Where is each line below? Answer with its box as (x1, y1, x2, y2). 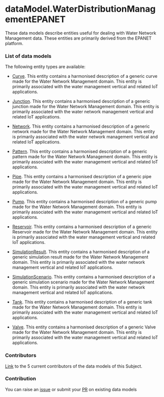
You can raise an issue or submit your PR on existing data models (5, 386, 137, 392)
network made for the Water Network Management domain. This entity (12, 129, 155, 135)
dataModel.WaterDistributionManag (5, 3, 156, 15)
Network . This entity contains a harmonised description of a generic (12, 123, 150, 129)
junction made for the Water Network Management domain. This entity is (12, 104, 159, 110)
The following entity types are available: (5, 64, 86, 70)
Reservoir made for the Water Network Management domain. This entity (12, 229, 158, 235)
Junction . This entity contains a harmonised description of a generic (12, 98, 150, 104)
